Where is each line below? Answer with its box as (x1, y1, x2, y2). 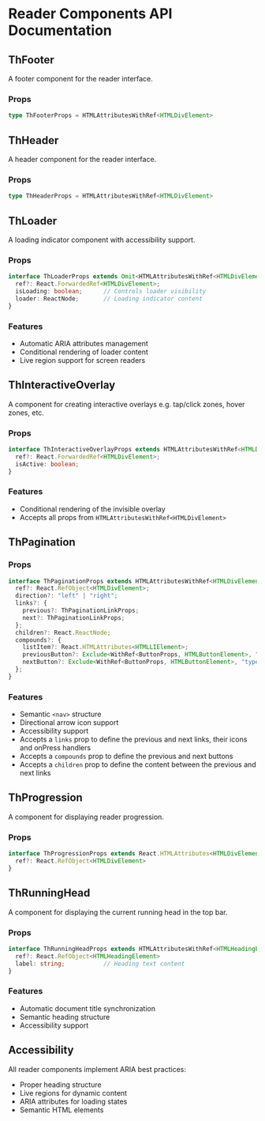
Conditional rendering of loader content (19, 347, 148, 357)
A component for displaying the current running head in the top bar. (8, 907, 228, 917)
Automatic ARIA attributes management (19, 338, 148, 348)
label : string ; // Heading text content (15, 960, 185, 968)
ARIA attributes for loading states (19, 1096, 128, 1106)
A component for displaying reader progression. (8, 812, 164, 821)
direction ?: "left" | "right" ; (15, 592, 118, 600)
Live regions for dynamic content (19, 1088, 128, 1097)
